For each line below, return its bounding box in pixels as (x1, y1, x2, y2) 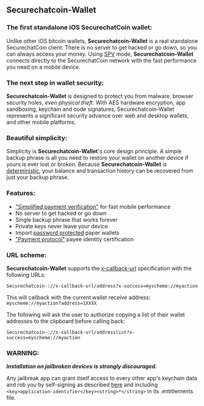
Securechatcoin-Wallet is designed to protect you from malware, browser (6, 92, 194, 100)
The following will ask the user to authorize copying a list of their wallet (6, 310, 185, 318)
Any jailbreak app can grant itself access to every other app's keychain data (6, 375, 197, 382)
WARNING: (6, 348, 40, 357)
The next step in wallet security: (6, 78, 104, 87)
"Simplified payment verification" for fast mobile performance (15, 203, 171, 210)
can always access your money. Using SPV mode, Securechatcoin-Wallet (6, 50, 194, 58)
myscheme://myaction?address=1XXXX (6, 300, 97, 306)
